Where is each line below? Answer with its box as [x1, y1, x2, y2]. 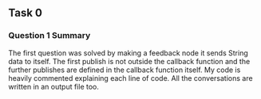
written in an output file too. [8, 82, 100, 91]
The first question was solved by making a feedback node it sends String [8, 48, 249, 58]
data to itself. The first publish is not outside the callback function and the [8, 56, 251, 66]
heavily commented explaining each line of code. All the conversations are [8, 73, 253, 82]
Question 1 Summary [8, 30, 91, 41]
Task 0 [8, 6, 42, 20]
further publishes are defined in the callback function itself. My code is [8, 65, 241, 74]
